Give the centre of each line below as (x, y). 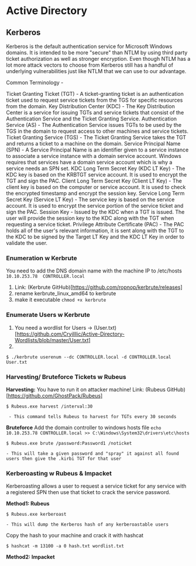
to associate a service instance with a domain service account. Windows (94, 156)
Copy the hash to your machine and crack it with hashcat (75, 536)
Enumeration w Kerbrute (42, 258)
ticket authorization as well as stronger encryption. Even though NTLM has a (98, 59)
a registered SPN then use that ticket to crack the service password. (88, 492)
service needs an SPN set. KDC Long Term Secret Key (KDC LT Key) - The (96, 168)
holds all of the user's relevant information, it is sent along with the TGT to (95, 230)
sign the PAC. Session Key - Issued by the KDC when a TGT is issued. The (95, 212)
